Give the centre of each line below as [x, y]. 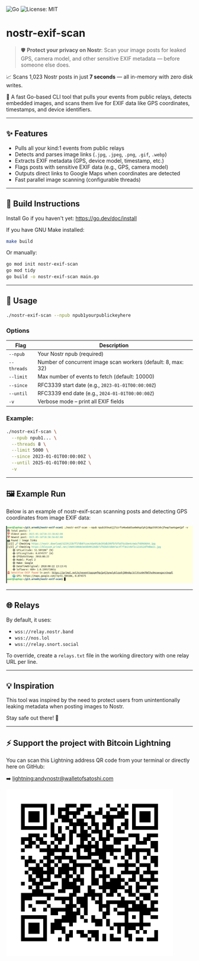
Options [18, 330]
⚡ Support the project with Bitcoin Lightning [89, 743]
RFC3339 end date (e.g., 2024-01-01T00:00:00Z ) [96, 393]
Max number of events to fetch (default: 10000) [96, 377]
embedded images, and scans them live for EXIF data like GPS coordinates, [98, 103]
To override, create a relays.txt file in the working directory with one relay [98, 655]
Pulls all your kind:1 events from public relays [69, 148]
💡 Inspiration [30, 686]
